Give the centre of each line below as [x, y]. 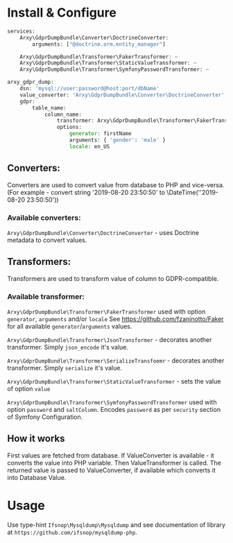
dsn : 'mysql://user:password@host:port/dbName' [89, 89]
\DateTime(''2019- [192, 192]
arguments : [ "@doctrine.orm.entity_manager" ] [99, 44]
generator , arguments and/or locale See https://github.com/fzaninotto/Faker [115, 319]
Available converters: [44, 218]
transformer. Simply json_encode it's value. [68, 347]
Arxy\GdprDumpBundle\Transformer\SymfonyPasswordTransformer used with [112, 402]
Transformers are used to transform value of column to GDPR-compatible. [113, 278]
